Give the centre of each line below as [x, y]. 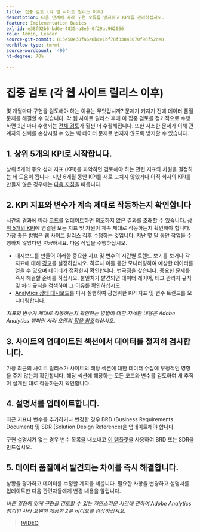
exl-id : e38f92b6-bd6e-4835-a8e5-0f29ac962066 [65, 28]
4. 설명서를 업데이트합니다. [53, 404]
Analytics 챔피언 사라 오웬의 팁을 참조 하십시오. [61, 321]
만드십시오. [19, 447]
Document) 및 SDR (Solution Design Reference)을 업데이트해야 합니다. [90, 427]
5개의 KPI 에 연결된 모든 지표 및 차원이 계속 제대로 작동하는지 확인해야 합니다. [101, 228]
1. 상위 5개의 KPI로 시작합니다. [59, 153]
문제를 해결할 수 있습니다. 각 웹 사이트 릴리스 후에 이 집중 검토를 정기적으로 [93, 118]
